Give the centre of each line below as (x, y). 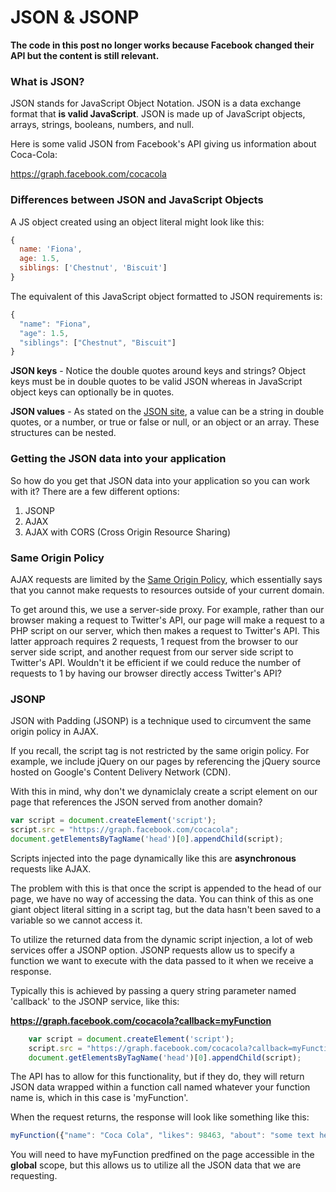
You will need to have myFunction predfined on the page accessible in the (162, 1155)
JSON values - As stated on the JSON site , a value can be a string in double (167, 412)
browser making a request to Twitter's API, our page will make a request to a (167, 620)
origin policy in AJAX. (54, 732)
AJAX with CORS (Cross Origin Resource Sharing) (128, 532)
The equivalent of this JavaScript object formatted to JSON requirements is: (166, 296)
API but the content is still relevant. (85, 55)
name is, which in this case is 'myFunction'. (99, 1098)
